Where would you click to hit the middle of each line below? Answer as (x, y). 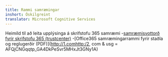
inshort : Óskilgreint (28, 14)
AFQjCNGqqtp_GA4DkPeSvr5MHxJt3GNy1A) (52, 49)
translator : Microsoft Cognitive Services (50, 19)
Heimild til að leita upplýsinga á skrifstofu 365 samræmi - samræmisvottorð (82, 33)
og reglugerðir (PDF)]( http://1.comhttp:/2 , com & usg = (62, 44)
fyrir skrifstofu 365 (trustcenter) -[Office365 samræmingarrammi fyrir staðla (84, 38)
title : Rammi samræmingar (32, 10)
